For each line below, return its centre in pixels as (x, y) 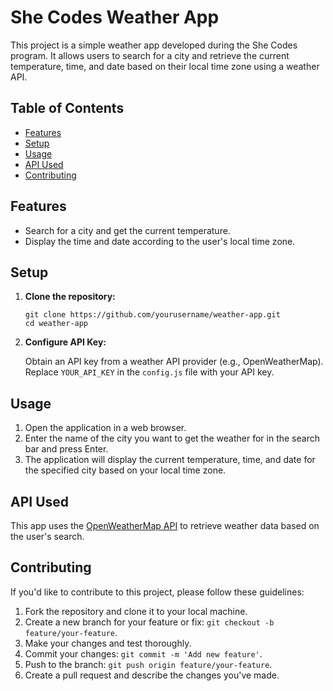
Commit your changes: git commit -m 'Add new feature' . (143, 653)
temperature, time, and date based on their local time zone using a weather (165, 66)
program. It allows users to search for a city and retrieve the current (150, 55)
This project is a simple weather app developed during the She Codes (154, 45)
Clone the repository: (70, 297)
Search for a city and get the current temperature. (127, 230)
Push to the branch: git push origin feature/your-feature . (148, 664)
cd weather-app (56, 324)
